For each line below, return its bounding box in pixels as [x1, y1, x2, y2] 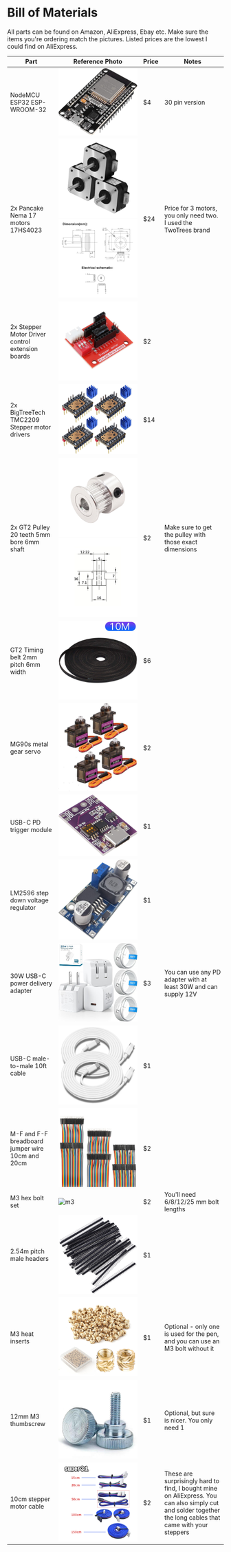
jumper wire [10, 1144, 44, 1152]
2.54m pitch [10, 1247, 45, 1255]
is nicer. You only [164, 1416, 213, 1424]
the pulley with [164, 530, 206, 538]
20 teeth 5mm [10, 530, 50, 538]
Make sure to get [164, 523, 212, 531]
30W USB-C [10, 972, 47, 980]
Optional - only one [164, 1323, 220, 1331]
